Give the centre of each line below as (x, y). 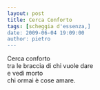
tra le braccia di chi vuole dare (50, 66)
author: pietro (29, 39)
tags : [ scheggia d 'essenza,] (49, 26)
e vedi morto (25, 74)
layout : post (26, 13)
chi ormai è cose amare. (41, 80)
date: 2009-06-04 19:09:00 (46, 33)
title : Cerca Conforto (40, 20)
